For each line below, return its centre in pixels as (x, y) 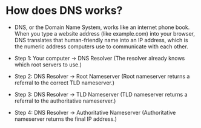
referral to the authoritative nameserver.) (65, 101)
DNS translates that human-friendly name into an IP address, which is (101, 40)
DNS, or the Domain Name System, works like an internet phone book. (102, 27)
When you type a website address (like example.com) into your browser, (104, 33)
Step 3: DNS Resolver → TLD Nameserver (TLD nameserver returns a (101, 94)
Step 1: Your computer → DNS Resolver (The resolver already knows (100, 58)
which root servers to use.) (48, 65)
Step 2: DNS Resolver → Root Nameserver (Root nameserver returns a (102, 76)
